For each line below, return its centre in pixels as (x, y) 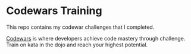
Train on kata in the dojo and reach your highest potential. (77, 45)
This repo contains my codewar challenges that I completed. (80, 27)
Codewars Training (54, 11)
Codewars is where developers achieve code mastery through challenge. (96, 38)
